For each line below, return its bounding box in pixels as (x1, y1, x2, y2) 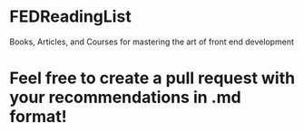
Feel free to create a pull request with (9, 68, 296, 89)
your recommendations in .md (9, 88, 242, 108)
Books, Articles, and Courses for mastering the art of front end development (9, 36, 295, 47)
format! (9, 107, 67, 127)
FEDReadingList (9, 6, 132, 27)
